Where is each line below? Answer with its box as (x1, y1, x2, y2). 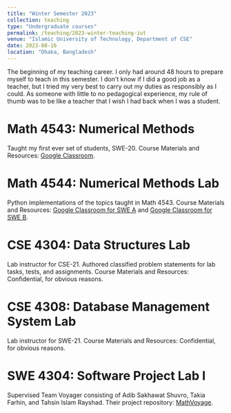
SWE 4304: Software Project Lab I (7, 367, 206, 383)
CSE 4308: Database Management (7, 298, 210, 314)
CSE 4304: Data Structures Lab (7, 237, 191, 253)
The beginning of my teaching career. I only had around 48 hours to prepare (7, 67, 224, 76)
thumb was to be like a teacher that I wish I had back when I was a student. (7, 97, 221, 105)
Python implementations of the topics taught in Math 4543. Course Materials (7, 198, 225, 206)
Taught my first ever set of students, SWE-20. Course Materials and (7, 144, 200, 152)
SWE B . (7, 213, 29, 221)
